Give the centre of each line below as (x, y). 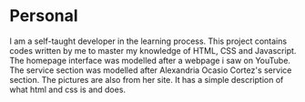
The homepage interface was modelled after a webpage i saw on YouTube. (150, 60)
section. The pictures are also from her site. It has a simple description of (147, 79)
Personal (44, 16)
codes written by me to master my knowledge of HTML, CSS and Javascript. (153, 50)
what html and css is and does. (67, 89)
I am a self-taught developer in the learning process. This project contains (148, 41)
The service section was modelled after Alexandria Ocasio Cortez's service (151, 70)
